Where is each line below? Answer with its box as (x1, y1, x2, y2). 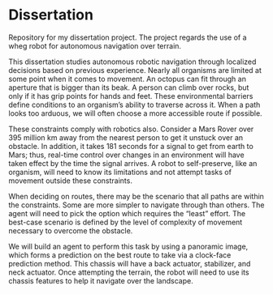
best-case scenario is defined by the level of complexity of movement (8, 217, 243, 227)
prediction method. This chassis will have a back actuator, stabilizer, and (8, 258, 251, 268)
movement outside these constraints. (8, 176, 132, 185)
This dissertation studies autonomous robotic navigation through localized (8, 57, 257, 66)
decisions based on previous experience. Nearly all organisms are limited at (8, 65, 262, 75)
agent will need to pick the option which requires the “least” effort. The (8, 208, 246, 218)
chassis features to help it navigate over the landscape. (8, 275, 193, 285)
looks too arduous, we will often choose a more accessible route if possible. (8, 108, 262, 118)
